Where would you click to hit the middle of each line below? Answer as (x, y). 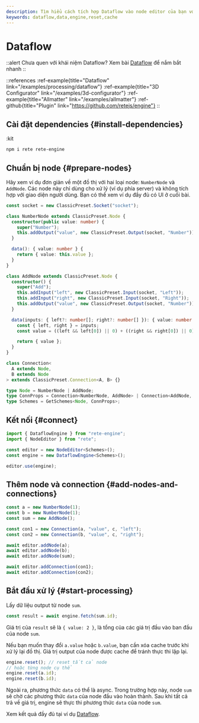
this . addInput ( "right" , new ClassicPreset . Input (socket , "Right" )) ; (103, 298)
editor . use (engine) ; (32, 466)
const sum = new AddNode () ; (41, 518)
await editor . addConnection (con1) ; (50, 567)
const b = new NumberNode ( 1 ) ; (44, 513)
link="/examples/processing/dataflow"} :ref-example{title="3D (83, 87)
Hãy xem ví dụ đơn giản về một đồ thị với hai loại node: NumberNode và (91, 182)
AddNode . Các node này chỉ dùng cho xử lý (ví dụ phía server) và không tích (97, 188)
